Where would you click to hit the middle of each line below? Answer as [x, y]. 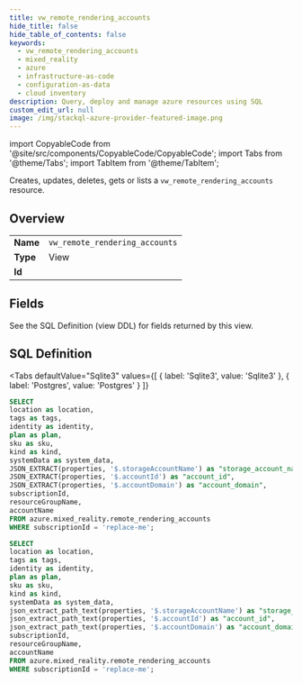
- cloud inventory [52, 93]
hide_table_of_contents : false [68, 34]
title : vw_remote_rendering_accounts [80, 18]
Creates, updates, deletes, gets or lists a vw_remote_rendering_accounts [142, 180]
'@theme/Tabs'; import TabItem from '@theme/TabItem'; [114, 163]
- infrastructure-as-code [66, 77]
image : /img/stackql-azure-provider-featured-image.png [116, 118]
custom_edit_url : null [52, 110]
